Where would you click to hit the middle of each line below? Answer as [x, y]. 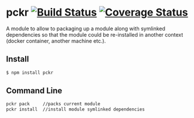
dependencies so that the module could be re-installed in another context [95, 34]
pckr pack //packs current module [53, 104]
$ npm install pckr [30, 73]
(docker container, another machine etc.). [56, 41]
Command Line [34, 91]
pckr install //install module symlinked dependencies [75, 110]
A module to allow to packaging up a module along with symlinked [86, 28]
